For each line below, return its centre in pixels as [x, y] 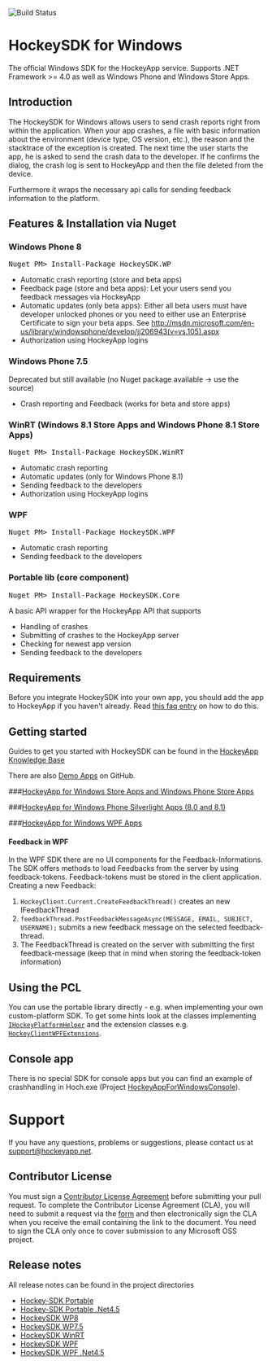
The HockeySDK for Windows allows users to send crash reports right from [134, 121]
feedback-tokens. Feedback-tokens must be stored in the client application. [135, 877]
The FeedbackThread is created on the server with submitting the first [137, 945]
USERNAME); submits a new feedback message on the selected [123, 927]
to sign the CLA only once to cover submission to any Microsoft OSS [123, 1231]
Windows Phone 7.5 [48, 361]
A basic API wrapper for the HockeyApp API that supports [105, 610]
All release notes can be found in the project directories [101, 1284]
